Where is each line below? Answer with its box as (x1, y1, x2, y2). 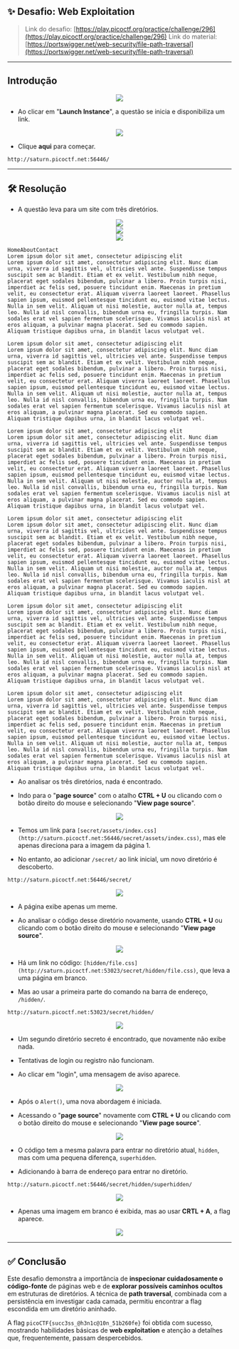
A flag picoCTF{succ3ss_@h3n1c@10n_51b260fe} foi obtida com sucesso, (7, 1318, 213, 1327)
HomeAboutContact (7, 246, 59, 254)
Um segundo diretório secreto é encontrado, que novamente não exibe (17, 1035, 226, 1044)
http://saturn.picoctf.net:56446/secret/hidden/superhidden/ (7, 1181, 193, 1188)
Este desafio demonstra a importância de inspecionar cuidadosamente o (7, 1274, 223, 1283)
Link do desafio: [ (24, 24, 76, 33)
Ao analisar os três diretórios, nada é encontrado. (17, 777, 163, 786)
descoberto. (17, 863, 54, 871)
